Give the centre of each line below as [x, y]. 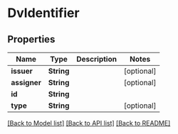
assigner [26, 83]
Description [97, 59]
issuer [22, 71]
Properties [31, 39]
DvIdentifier [43, 13]
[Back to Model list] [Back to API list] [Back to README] [89, 123]
